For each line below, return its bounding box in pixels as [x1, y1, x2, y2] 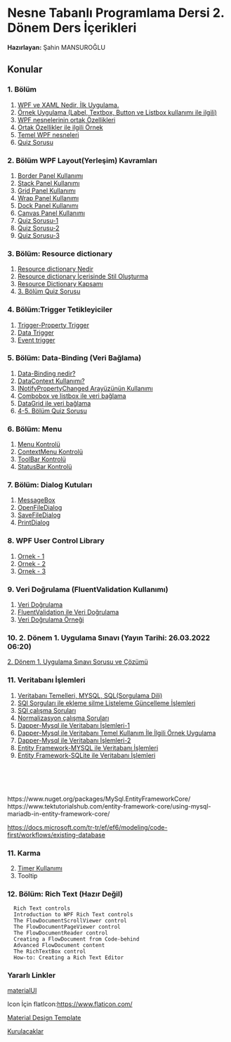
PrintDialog [17, 518, 51, 527]
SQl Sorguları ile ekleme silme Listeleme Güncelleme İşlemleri [17, 698, 196, 707]
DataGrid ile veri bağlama [17, 399, 91, 407]
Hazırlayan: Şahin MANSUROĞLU [7, 43, 106, 51]
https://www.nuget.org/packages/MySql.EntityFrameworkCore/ [7, 795, 191, 803]
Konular [7, 63, 43, 75]
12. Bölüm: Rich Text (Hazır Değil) [7, 889, 123, 899]
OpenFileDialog [17, 503, 62, 512]
